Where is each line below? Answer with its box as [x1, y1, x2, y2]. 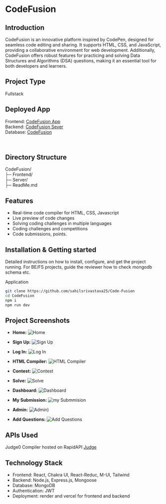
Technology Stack [5, 459, 63, 467]
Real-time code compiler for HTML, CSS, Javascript [12, 210, 119, 216]
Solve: [12, 378, 26, 384]
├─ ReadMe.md [5, 182, 37, 188]
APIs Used [5, 431, 38, 439]
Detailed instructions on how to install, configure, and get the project [5, 259, 146, 265]
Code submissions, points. [12, 231, 67, 237]
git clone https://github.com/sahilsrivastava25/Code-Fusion [5, 289, 135, 294]
